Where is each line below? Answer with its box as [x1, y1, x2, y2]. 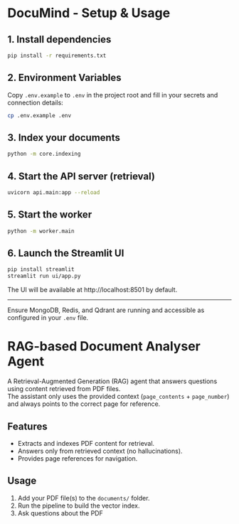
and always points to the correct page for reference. [7, 400, 161, 408]
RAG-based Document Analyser [7, 338, 201, 355]
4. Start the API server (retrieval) [7, 170, 155, 182]
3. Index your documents [7, 132, 121, 144]
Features [7, 420, 48, 432]
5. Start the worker [7, 208, 92, 221]
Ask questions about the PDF [17, 508, 103, 517]
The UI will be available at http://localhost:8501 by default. [7, 286, 178, 294]
